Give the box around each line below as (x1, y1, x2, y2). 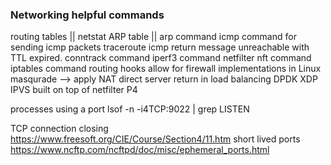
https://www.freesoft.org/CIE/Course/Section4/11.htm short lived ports (10, 133, 301, 145)
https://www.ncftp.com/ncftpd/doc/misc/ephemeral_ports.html (10, 144, 270, 156)
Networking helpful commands (10, 8, 165, 22)
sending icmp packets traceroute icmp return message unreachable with (10, 41, 310, 53)
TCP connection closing (10, 123, 109, 135)
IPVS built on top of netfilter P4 (10, 84, 138, 96)
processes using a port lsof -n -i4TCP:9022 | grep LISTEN (10, 103, 250, 115)
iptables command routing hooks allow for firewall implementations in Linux (10, 63, 322, 75)
